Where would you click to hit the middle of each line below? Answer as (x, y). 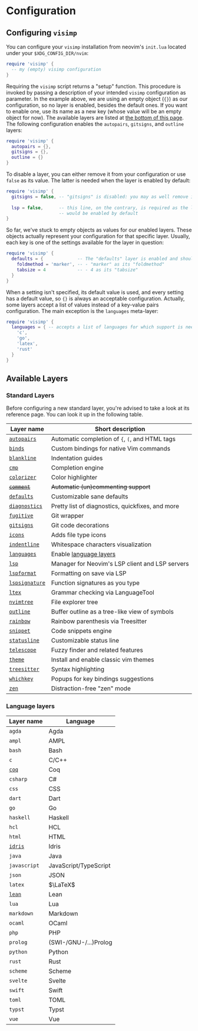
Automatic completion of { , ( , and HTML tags (113, 439)
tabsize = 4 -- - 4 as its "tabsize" (77, 270)
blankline (23, 458)
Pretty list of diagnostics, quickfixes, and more (115, 506)
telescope (23, 650)
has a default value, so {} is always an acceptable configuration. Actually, (95, 298)
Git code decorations (80, 526)
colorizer (23, 477)
